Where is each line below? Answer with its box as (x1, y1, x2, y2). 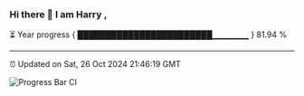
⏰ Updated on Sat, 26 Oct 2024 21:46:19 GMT (9, 59, 181, 70)
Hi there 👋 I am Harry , (9, 8, 108, 21)
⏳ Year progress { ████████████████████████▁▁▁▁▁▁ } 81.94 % (9, 29, 288, 40)
